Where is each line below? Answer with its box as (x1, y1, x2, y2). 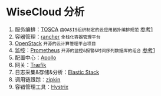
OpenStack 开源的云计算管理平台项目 (14, 39, 96, 47)
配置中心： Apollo (14, 54, 57, 61)
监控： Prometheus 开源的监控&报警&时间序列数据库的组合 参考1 (14, 46, 155, 53)
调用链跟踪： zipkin (14, 76, 61, 83)
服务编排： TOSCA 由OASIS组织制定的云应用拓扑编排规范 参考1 (14, 26, 153, 33)
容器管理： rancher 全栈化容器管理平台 (14, 33, 101, 40)
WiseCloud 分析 (6, 5, 85, 19)
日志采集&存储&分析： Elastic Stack (14, 68, 99, 76)
